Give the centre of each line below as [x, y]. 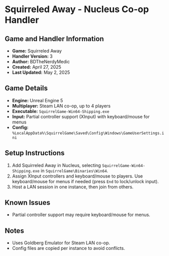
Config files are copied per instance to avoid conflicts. [68, 248]
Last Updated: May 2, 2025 [41, 72]
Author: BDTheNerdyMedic [41, 61]
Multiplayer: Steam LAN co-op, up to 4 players [61, 106]
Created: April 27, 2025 [37, 67]
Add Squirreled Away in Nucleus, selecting [56, 165]
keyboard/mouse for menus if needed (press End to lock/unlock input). [85, 181]
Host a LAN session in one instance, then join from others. [73, 187]
